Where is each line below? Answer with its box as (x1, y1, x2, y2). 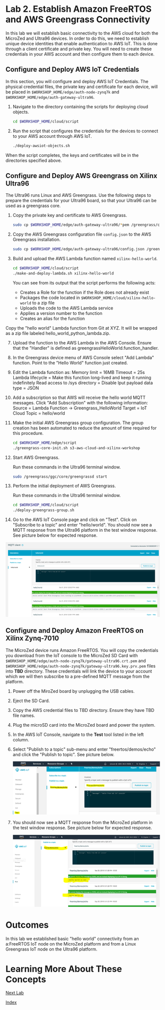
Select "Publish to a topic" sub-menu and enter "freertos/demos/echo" (12, 746, 156, 752)
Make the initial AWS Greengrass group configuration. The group (12, 420, 143, 426)
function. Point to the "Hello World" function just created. (12, 360, 128, 366)
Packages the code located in (20, 294, 80, 301)
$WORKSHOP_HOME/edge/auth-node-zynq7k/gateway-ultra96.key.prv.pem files (5, 663, 156, 669)
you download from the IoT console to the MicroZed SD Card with (5, 652, 138, 658)
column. (12, 736, 29, 742)
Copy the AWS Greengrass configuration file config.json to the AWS (12, 231, 151, 237)
